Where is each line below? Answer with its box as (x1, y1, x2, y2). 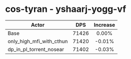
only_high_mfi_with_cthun (7, 38, 68, 45)
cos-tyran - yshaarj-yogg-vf (5, 3, 126, 15)
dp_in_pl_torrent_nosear (7, 46, 64, 53)
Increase (93, 21, 115, 28)
